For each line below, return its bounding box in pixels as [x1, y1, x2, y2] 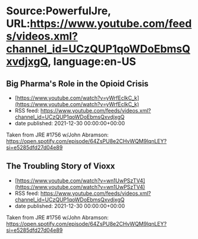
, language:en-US [47, 55, 137, 69]
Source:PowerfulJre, [6, 4, 111, 18]
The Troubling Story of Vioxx [6, 161, 115, 171]
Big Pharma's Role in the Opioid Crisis [6, 79, 149, 89]
